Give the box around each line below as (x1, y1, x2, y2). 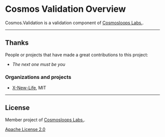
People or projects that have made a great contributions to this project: (5, 52, 148, 58)
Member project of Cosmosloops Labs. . (5, 117, 85, 123)
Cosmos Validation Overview (5, 3, 126, 15)
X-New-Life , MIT (12, 85, 47, 91)
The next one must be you (12, 61, 65, 67)
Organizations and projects (5, 73, 72, 80)
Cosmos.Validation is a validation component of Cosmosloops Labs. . (5, 20, 144, 26)
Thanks (5, 38, 29, 47)
